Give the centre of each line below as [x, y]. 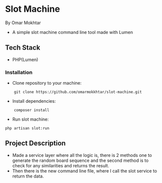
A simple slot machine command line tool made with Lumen [72, 32]
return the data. [28, 176]
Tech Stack [23, 48]
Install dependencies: [34, 101]
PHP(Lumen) [25, 60]
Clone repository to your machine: [47, 83]
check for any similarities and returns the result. [61, 165]
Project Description [35, 143]
